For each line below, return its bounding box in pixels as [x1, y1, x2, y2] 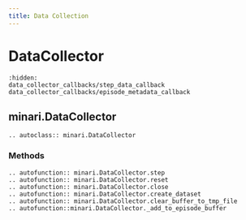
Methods [8, 150, 45, 162]
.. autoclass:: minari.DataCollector [8, 132, 136, 140]
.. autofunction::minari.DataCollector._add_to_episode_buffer [8, 204, 227, 212]
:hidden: [8, 74, 38, 82]
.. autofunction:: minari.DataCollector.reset [8, 175, 169, 183]
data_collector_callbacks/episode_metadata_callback [8, 88, 191, 96]
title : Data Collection [8, 11, 89, 20]
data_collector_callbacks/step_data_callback [8, 80, 165, 89]
